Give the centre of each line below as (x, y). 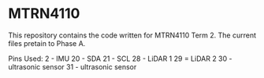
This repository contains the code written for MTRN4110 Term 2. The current (132, 35)
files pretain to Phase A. (47, 43)
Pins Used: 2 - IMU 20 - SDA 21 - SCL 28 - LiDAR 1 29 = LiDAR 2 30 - (120, 58)
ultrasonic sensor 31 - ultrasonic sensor (73, 66)
